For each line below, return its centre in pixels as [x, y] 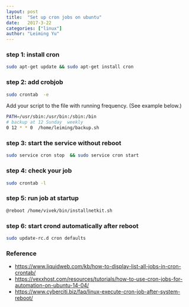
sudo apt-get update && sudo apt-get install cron [70, 67]
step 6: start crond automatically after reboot [73, 225]
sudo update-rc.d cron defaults [46, 238]
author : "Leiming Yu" [33, 34]
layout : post [22, 12]
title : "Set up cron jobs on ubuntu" [54, 17]
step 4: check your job [39, 171]
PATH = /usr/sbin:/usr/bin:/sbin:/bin [51, 117]
